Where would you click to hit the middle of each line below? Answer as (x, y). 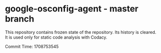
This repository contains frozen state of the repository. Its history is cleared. (80, 32)
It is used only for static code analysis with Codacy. (56, 37)
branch (20, 19)
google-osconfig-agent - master (72, 9)
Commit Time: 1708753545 (32, 46)
